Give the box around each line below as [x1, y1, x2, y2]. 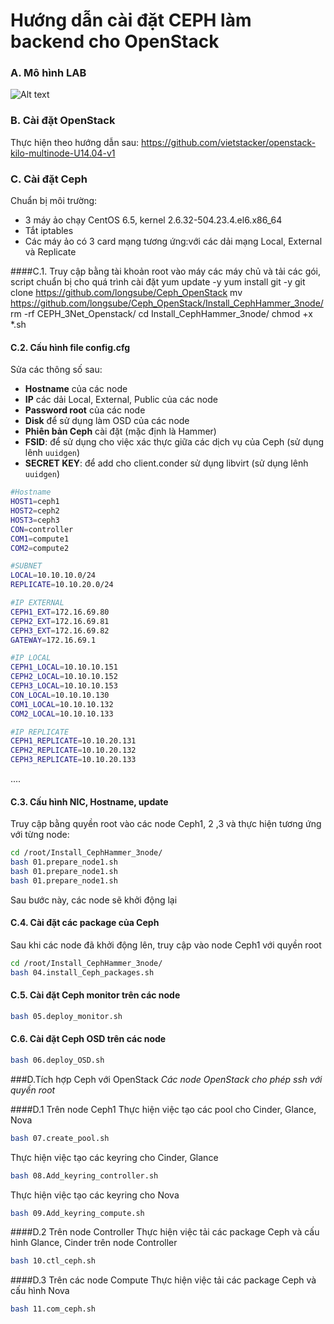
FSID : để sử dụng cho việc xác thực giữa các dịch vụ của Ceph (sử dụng [24, 436, 325, 448]
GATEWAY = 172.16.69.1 [10, 635, 97, 645]
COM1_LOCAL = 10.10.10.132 [10, 699, 114, 709]
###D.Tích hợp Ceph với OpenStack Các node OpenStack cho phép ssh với [10, 1073, 323, 1085]
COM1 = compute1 [10, 534, 70, 544]
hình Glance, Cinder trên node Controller [10, 1237, 178, 1249]
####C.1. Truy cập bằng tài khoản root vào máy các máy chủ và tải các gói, [10, 265, 322, 278]
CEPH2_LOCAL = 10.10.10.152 [10, 672, 118, 682]
